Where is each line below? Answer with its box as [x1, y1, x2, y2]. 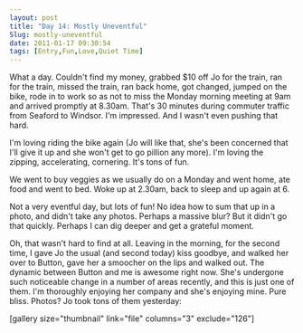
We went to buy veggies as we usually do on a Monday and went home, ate [9, 174, 291, 186]
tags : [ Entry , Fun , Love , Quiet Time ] [9, 47, 144, 56]
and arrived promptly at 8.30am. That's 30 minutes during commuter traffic [9, 100, 289, 111]
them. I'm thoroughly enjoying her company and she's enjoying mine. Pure [9, 286, 287, 297]
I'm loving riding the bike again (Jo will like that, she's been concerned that [9, 138, 289, 148]
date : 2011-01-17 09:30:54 [9, 38, 111, 48]
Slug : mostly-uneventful [9, 30, 103, 39]
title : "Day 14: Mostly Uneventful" [9, 22, 147, 31]
